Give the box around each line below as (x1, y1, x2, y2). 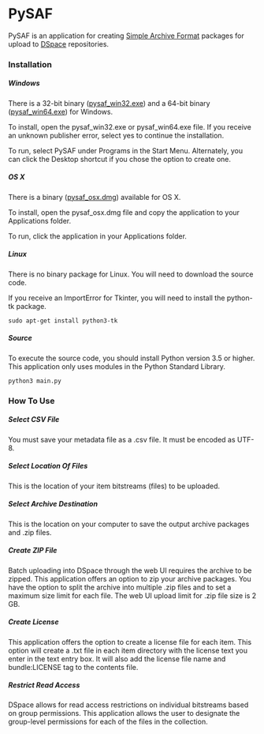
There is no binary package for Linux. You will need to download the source (8, 269, 254, 279)
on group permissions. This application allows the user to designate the (8, 709, 240, 718)
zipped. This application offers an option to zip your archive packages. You (8, 574, 252, 583)
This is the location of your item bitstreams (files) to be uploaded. (8, 481, 221, 491)
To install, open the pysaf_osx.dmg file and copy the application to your (8, 207, 240, 217)
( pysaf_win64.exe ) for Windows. (8, 107, 113, 116)
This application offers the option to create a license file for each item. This (8, 637, 252, 646)
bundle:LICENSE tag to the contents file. (8, 662, 139, 672)
